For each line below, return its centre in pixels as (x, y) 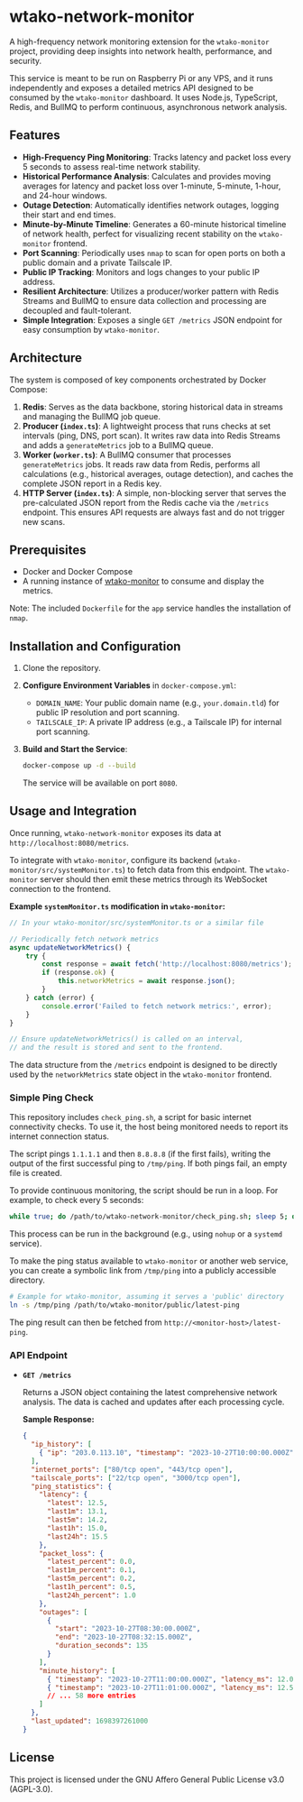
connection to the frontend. (60, 888)
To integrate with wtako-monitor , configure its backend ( (113, 860)
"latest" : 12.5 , (77, 1503)
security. (26, 60)
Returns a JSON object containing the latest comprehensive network (150, 1393)
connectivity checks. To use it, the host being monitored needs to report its (149, 1127)
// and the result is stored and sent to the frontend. (116, 1048)
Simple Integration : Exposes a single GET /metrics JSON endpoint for (152, 320)
